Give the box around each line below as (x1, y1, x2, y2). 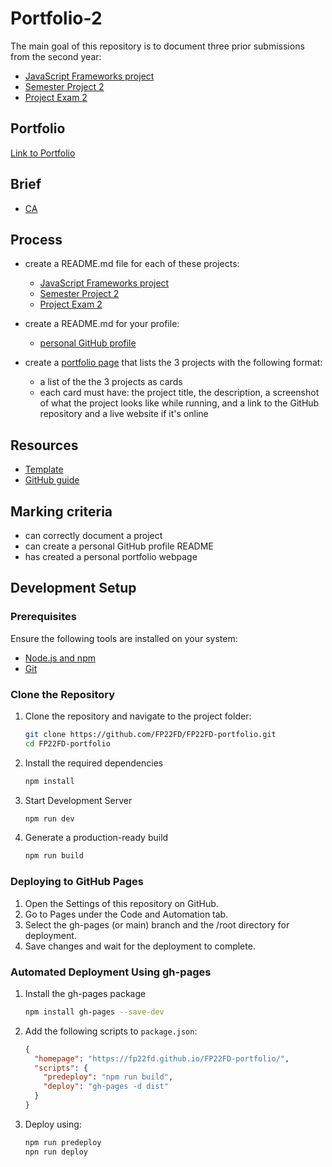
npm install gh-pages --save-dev (24, 1007, 165, 1017)
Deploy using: (24, 1118, 82, 1130)
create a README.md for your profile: (24, 318, 180, 330)
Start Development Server (24, 794, 133, 806)
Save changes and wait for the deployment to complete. (24, 940, 256, 952)
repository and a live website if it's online (39, 408, 209, 420)
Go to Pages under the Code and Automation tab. (24, 908, 229, 920)
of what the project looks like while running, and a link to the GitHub (39, 397, 320, 409)
